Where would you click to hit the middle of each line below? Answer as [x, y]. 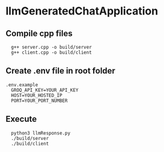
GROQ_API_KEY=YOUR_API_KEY [45, 90]
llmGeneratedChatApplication [82, 11]
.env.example [22, 85]
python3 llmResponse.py [41, 133]
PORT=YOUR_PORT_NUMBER [39, 101]
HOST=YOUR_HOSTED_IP [37, 95]
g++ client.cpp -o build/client [52, 52]
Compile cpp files [39, 33]
